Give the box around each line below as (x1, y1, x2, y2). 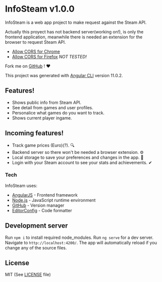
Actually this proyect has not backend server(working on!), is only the (5, 29, 144, 34)
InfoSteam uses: (5, 182, 38, 188)
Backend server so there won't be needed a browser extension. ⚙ (12, 149, 144, 155)
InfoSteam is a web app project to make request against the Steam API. (5, 19, 147, 25)
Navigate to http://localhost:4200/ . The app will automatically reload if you (5, 239, 157, 246)
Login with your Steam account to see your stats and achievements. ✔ (12, 159, 152, 166)
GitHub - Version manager (12, 202, 64, 208)
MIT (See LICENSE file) (5, 272, 51, 278)
